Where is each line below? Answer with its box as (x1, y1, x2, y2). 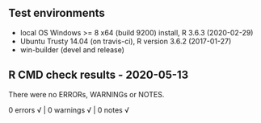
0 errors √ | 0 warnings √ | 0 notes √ (8, 105, 129, 115)
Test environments (8, 6, 105, 20)
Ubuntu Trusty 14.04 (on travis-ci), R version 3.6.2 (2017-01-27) (19, 36, 232, 46)
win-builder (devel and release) (19, 44, 125, 55)
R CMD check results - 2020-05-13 (8, 68, 189, 82)
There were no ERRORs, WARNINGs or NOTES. (8, 89, 165, 99)
